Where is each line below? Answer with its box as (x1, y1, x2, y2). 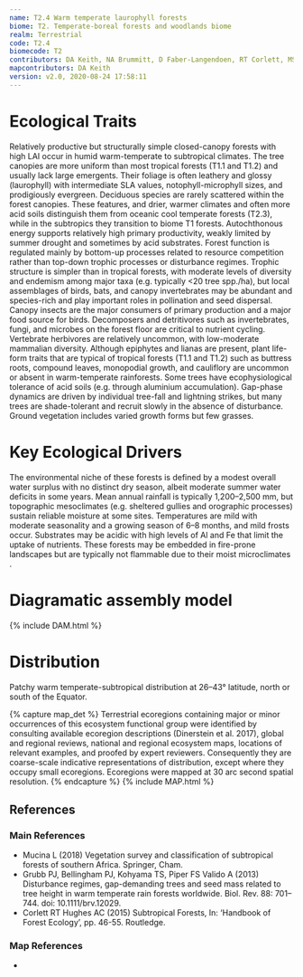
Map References (9, 940, 83, 953)
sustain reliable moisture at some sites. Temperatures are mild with (9, 510, 258, 521)
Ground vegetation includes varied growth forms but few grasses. (9, 410, 254, 421)
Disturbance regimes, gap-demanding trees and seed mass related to (22, 878, 281, 889)
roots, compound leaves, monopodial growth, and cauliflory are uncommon (9, 362, 289, 373)
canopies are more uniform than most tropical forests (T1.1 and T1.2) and (9, 160, 279, 171)
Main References (9, 829, 86, 841)
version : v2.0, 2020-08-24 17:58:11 (9, 72, 147, 81)
